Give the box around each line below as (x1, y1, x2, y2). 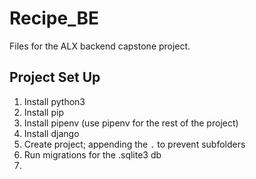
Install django (23, 127, 80, 139)
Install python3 (23, 95, 86, 107)
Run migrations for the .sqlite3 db (23, 148, 162, 161)
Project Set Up (9, 69, 101, 86)
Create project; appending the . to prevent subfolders (23, 138, 246, 150)
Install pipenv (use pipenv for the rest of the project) (23, 117, 239, 129)
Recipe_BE (9, 7, 99, 30)
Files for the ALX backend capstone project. (9, 40, 191, 52)
